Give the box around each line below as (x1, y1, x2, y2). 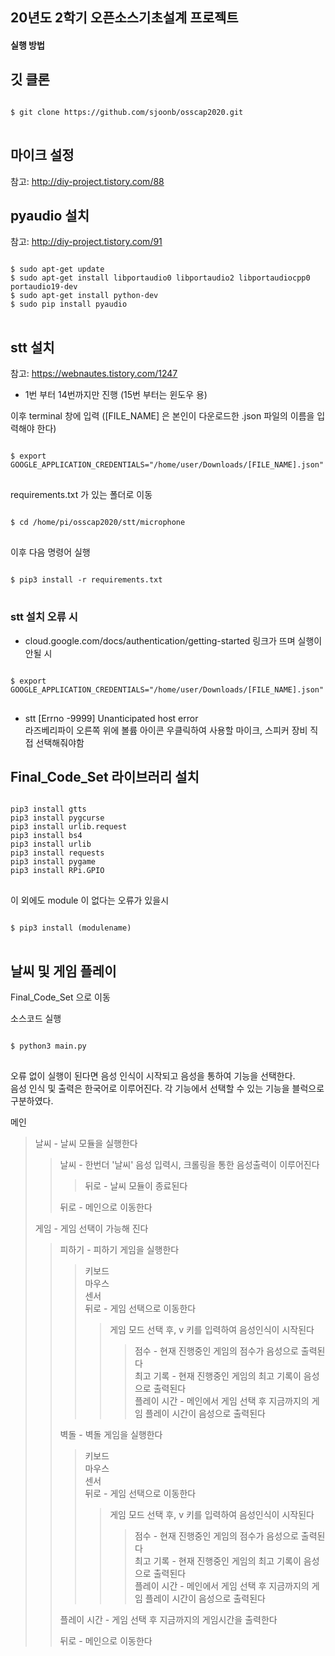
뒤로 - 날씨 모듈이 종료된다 (84, 1180, 188, 1192)
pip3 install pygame (10, 857, 97, 867)
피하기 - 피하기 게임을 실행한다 (59, 1244, 180, 1256)
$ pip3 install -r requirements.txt (10, 575, 163, 585)
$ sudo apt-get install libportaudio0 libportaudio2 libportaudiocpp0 (10, 273, 311, 283)
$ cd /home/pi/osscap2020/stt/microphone (10, 518, 186, 528)
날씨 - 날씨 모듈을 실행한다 (34, 1138, 138, 1150)
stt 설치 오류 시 (10, 610, 78, 624)
